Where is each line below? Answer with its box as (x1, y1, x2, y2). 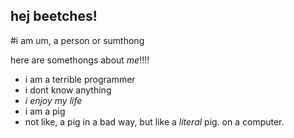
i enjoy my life (24, 94, 83, 106)
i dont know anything (24, 84, 112, 96)
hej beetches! (10, 8, 98, 25)
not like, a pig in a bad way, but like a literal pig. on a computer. (24, 115, 285, 128)
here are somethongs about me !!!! (10, 54, 150, 66)
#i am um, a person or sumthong (10, 34, 145, 46)
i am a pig (24, 105, 66, 117)
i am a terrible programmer (24, 73, 136, 85)
